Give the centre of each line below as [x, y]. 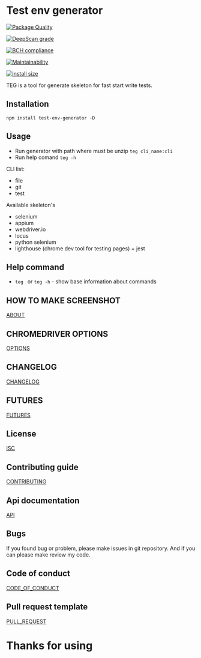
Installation [28, 104]
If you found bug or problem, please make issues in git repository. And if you [101, 548]
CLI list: [16, 169]
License [21, 434]
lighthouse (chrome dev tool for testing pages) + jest [80, 248]
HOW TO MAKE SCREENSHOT [64, 300]
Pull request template [47, 607]
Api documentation [43, 500]
